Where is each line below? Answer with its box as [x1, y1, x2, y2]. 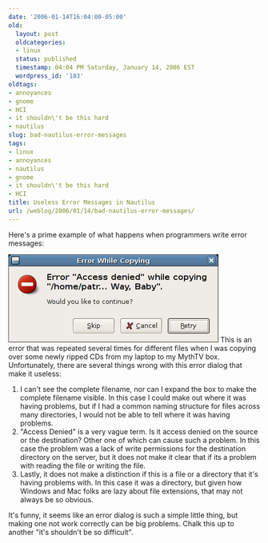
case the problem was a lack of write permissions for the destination [19, 444, 246, 453]
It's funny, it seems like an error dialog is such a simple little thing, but [8, 510, 238, 520]
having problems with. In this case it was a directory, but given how [19, 477, 242, 487]
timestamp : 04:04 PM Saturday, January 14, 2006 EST [15, 64, 195, 72]
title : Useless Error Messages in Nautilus [8, 198, 156, 207]
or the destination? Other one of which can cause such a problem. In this [19, 435, 260, 445]
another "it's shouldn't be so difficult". [8, 527, 134, 537]
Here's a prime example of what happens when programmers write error [8, 230, 248, 239]
